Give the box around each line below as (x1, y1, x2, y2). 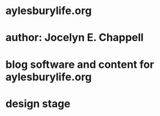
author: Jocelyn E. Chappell (5, 31, 144, 45)
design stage (5, 97, 71, 110)
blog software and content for (5, 57, 154, 71)
